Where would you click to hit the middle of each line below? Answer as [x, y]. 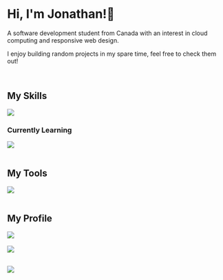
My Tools [27, 174]
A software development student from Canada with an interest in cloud [107, 33]
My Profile [30, 218]
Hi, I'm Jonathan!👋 [61, 14]
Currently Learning [40, 130]
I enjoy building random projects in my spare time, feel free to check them [112, 54]
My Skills [27, 96]
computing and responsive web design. [63, 40]
